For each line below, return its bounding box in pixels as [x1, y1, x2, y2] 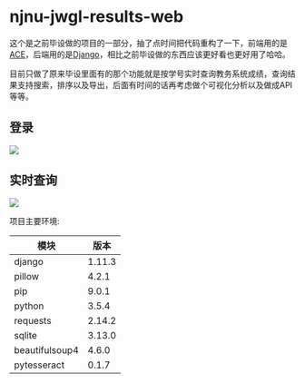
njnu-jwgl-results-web [9, 6, 184, 27]
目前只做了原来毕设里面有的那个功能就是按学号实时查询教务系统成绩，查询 [9, 68, 288, 79]
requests [14, 314, 52, 327]
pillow [14, 270, 39, 282]
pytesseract [14, 358, 65, 371]
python [14, 300, 44, 312]
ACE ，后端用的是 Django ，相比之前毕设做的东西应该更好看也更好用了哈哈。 [9, 48, 290, 60]
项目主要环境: [9, 215, 61, 226]
